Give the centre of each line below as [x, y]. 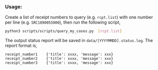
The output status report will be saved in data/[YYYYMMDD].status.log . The [79, 41]
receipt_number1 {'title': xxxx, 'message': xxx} [59, 55]
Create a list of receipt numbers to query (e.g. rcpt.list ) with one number [79, 17]
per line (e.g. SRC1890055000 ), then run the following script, [63, 22]
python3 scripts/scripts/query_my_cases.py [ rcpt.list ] [64, 31]
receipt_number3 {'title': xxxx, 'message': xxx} [59, 63]
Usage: [14, 7]
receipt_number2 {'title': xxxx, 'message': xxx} [59, 59]
